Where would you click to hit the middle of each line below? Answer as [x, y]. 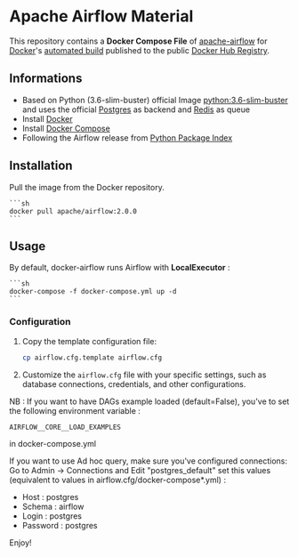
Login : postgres [52, 516]
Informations [46, 79]
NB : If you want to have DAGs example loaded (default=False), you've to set [149, 401]
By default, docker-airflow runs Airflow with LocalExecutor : [120, 268]
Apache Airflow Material [101, 16]
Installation [41, 166]
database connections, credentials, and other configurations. [134, 383]
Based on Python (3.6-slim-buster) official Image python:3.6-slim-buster [155, 100]
